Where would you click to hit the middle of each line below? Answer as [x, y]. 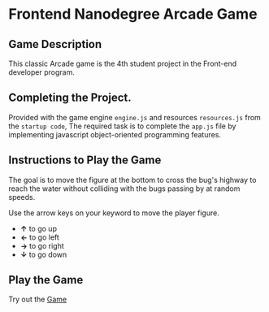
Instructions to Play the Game [85, 160]
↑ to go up [38, 228]
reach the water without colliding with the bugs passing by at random [124, 188]
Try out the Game [38, 299]
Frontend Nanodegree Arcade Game [133, 14]
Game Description [55, 44]
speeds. [22, 197]
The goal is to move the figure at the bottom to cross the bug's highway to [132, 180]
